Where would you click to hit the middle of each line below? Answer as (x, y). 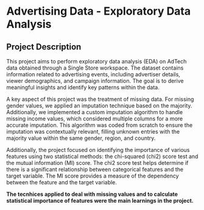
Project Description (44, 47)
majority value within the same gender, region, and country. (81, 138)
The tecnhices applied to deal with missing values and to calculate (92, 194)
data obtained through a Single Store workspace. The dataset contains (95, 68)
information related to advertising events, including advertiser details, (93, 74)
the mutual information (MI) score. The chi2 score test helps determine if (97, 163)
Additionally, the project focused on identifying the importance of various (98, 150)
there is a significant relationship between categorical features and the (95, 169)
